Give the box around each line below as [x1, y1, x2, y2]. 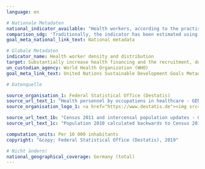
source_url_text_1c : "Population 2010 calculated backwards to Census [6, 120, 190, 126]
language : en [6, 9, 40, 15]
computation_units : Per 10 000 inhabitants [6, 131, 119, 137]
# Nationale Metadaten [6, 19, 64, 26]
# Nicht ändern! [6, 148, 48, 154]
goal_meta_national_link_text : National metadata [6, 37, 135, 43]
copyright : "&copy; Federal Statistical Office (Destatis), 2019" [6, 137, 179, 143]
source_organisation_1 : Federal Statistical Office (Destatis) [6, 92, 171, 98]
